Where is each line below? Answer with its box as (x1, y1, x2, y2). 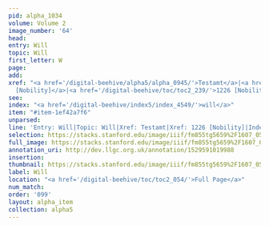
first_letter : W (8, 57, 62, 65)
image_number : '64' (8, 26, 74, 34)
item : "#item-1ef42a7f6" (8, 109, 91, 117)
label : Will (8, 168, 48, 176)
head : (8, 34, 26, 42)
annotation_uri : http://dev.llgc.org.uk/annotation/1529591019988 (8, 146, 235, 154)
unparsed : (8, 116, 42, 124)
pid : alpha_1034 (8, 11, 62, 20)
